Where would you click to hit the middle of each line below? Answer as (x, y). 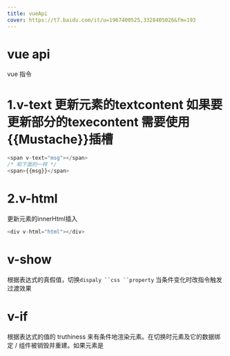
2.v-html (32, 199)
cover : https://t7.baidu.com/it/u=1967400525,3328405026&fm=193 (102, 20)
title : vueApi (28, 13)
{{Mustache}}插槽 (60, 139)
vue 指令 (20, 74)
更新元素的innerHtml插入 (42, 218)
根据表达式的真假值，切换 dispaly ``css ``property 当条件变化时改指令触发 (115, 279)
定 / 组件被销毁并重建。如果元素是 (55, 345)
